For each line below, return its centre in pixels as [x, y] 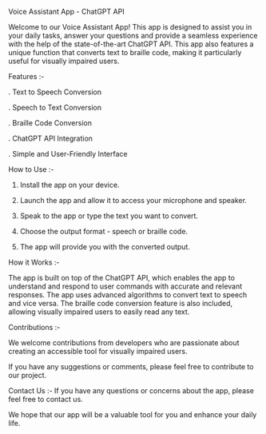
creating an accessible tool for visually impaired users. [98, 351]
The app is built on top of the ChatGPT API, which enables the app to [122, 278]
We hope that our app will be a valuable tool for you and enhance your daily [133, 414]
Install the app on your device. [69, 185]
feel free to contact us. [46, 399]
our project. [28, 375]
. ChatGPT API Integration [51, 138]
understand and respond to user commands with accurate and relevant [125, 286]
